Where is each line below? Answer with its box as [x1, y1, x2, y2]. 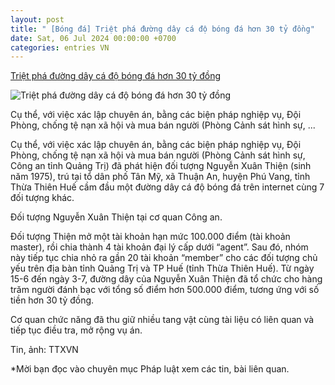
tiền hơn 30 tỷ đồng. [10, 294, 95, 306]
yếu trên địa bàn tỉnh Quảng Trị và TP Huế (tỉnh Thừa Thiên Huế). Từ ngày [10, 262, 315, 275]
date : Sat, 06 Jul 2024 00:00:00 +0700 [10, 33, 177, 43]
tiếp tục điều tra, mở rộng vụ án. [10, 324, 143, 336]
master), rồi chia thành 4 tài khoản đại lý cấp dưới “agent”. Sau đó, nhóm [10, 241, 309, 253]
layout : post [10, 14, 65, 25]
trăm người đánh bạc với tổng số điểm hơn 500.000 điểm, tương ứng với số [10, 284, 320, 296]
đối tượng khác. [10, 192, 75, 204]
